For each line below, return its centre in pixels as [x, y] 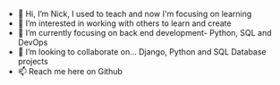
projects [33, 61]
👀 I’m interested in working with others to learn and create [124, 23]
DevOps [33, 42]
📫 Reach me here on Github [70, 71]
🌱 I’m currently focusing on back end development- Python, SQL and [144, 33]
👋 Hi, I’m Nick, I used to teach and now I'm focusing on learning [135, 14]
